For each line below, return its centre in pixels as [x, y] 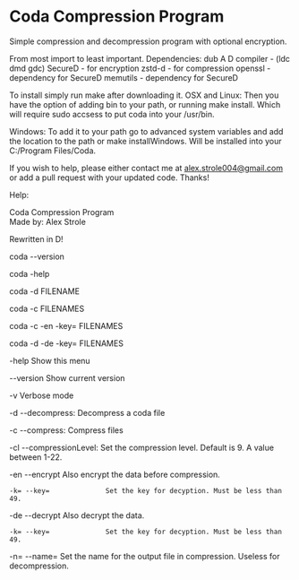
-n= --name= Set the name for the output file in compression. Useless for [145, 556]
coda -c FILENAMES [47, 308]
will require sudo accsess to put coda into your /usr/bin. [112, 114]
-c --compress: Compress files [66, 430]
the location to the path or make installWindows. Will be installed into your [145, 141]
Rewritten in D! [37, 238]
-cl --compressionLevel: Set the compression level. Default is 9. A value [142, 447]
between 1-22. [36, 457]
